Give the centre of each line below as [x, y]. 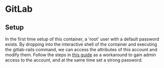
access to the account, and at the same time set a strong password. [74, 60]
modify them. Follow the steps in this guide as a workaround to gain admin [81, 55]
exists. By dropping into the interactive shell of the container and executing [81, 44]
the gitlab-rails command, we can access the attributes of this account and [81, 50]
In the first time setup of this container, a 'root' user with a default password [82, 39]
